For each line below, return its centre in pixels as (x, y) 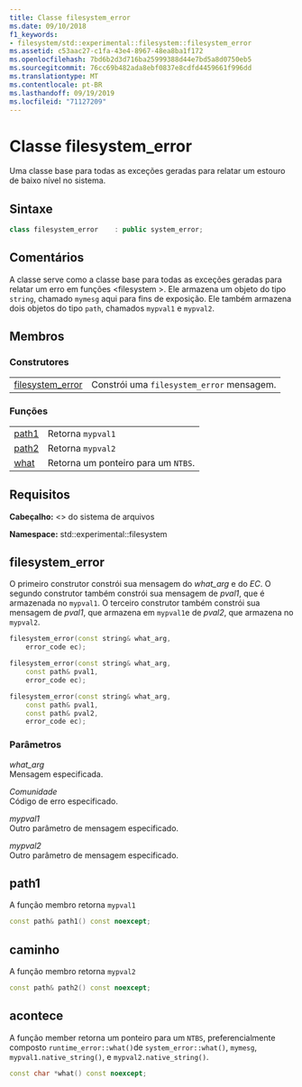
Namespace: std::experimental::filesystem (88, 534)
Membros (37, 337)
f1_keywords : (34, 34)
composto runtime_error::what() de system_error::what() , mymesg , (133, 1047)
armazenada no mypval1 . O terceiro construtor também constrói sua (135, 603)
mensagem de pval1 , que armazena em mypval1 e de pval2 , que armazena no (151, 613)
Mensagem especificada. (56, 774)
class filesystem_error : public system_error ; (106, 230)
